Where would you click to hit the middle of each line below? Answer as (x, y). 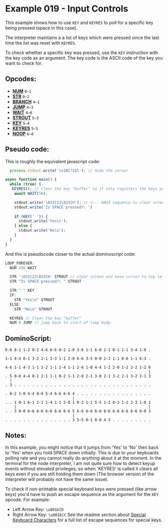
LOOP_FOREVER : (20, 263)
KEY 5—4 (21, 123)
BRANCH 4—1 (26, 102)
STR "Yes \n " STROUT (34, 300)
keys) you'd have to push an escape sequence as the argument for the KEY (82, 494)
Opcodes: (21, 79)
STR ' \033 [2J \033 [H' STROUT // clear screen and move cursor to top (82, 277)
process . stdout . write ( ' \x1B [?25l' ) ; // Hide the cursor (69, 171)
